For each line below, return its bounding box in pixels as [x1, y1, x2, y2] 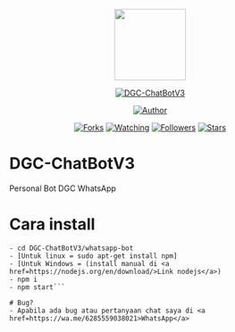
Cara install [9, 214, 96, 235]
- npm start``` [9, 282, 66, 292]
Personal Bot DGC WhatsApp [9, 183, 116, 194]
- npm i [9, 275, 38, 284]
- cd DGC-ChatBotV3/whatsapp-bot [9, 244, 134, 253]
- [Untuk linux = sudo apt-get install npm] [9, 251, 178, 261]
